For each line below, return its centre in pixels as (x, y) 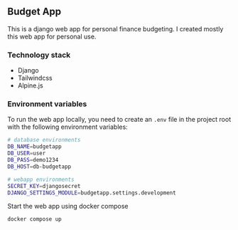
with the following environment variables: (67, 127)
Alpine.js (31, 85)
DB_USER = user (27, 153)
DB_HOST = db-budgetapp (39, 167)
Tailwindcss (35, 78)
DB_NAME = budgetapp (34, 147)
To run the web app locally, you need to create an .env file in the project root (119, 120)
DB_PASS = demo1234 (33, 160)
